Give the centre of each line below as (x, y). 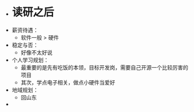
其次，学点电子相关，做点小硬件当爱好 (68, 82)
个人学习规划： (30, 60)
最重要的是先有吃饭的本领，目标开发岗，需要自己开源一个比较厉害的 (104, 67)
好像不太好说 (36, 52)
